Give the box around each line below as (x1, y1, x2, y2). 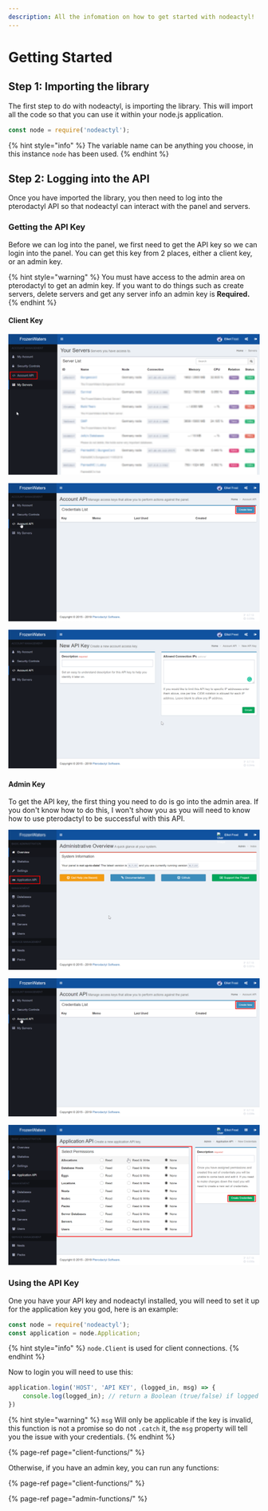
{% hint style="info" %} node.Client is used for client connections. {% (8, 1343, 240, 1353)
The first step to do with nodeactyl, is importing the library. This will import (8, 101, 254, 111)
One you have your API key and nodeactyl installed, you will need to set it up (8, 1296, 260, 1305)
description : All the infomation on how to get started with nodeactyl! (8, 13, 255, 21)
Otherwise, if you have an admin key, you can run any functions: (8, 1463, 219, 1473)
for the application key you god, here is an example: (8, 1304, 179, 1314)
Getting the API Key (8, 222, 86, 233)
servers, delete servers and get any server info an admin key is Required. (8, 289, 250, 298)
